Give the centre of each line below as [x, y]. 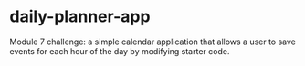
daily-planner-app [80, 17]
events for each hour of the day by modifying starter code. [120, 51]
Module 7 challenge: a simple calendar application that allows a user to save [153, 42]
